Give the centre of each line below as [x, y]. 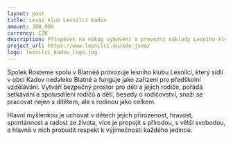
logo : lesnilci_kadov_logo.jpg [52, 53]
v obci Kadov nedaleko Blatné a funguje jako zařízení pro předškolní [104, 79]
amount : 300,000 [31, 26]
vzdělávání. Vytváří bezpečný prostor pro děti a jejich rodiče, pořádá [105, 87]
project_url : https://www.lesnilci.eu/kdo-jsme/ [79, 46]
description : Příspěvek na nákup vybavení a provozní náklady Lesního [111, 40]
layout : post [26, 14]
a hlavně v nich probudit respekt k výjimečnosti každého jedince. [100, 130]
